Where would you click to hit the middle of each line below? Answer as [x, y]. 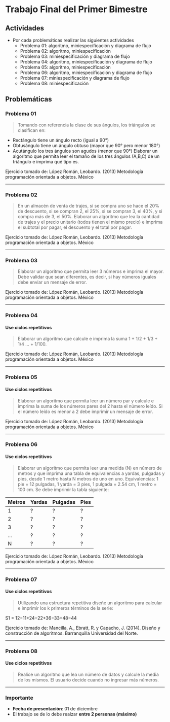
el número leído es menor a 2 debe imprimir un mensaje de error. [85, 411]
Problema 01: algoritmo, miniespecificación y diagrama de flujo [86, 46]
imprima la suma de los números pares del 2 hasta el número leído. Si [90, 406]
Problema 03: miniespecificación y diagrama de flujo [75, 56]
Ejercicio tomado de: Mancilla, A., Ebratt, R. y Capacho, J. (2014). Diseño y [83, 628]
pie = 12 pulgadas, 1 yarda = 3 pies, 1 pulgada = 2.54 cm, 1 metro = [87, 484]
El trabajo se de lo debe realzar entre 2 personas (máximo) [75, 714]
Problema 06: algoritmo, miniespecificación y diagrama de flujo [86, 73]
